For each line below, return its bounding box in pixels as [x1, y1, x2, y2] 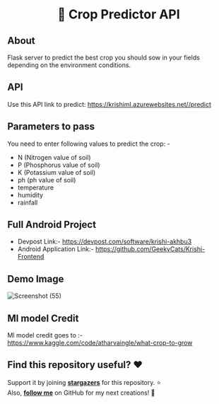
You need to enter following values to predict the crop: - [7, 139, 171, 148]
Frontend [17, 253, 45, 261]
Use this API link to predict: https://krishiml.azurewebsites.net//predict [7, 100, 212, 108]
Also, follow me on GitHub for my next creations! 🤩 [7, 388, 155, 397]
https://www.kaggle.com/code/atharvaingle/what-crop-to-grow [7, 339, 193, 347]
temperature [17, 183, 54, 192]
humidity [17, 190, 44, 199]
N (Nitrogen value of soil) [17, 153, 91, 161]
